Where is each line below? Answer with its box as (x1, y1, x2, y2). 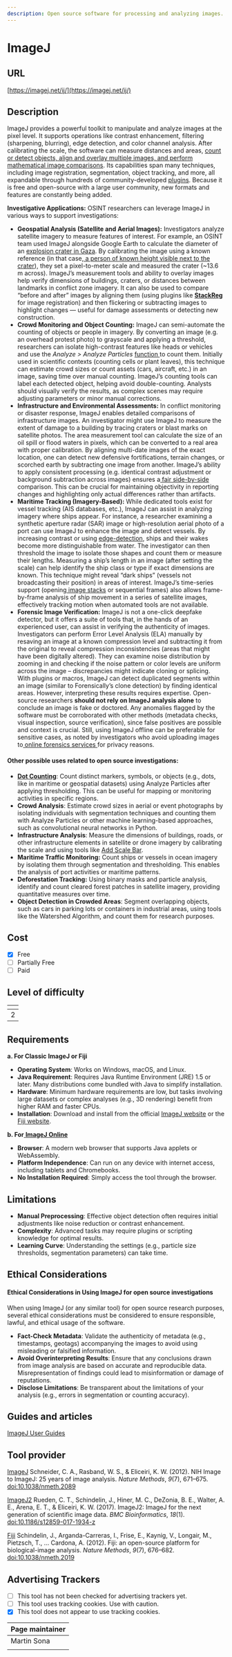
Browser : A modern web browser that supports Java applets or (17, 1144, 198, 1152)
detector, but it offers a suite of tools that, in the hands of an (17, 615, 188, 624)
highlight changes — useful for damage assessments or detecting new (17, 306, 219, 314)
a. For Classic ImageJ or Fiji (7, 1052, 88, 1061)
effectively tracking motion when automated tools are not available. (17, 600, 209, 609)
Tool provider (7, 1449, 66, 1461)
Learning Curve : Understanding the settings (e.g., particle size (17, 1242, 197, 1250)
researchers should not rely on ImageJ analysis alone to (38, 696, 202, 704)
